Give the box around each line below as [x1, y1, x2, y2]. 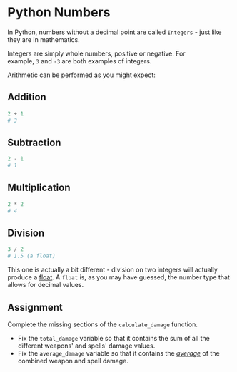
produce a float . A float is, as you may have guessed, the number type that [7, 273, 231, 281]
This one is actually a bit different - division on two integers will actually [7, 265, 218, 274]
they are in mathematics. [7, 35, 80, 43]
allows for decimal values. [7, 281, 84, 289]
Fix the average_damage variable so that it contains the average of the [17, 349, 220, 357]
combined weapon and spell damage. [17, 357, 128, 365]
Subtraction [7, 136, 61, 148]
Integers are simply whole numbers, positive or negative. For [7, 49, 186, 58]
